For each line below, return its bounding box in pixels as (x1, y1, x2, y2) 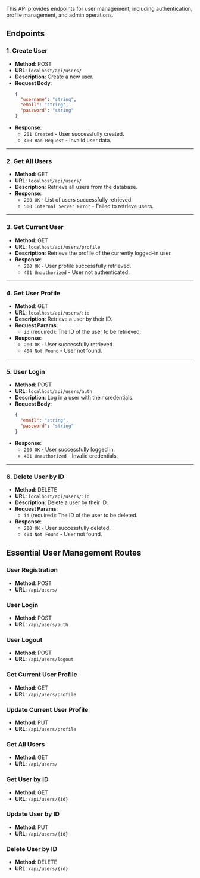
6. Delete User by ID (6, 472, 64, 481)
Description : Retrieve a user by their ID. (14, 315, 112, 322)
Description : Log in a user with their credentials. (14, 394, 134, 401)
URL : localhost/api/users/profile (14, 243, 101, 250)
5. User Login (6, 367, 46, 376)
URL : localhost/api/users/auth (14, 388, 92, 395)
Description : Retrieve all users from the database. (14, 184, 138, 191)
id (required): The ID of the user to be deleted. (23, 511, 138, 519)
